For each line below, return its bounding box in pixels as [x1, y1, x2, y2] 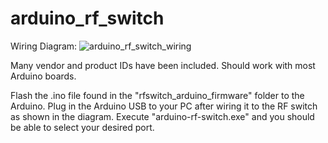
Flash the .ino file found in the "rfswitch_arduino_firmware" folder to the [10, 89, 305, 101]
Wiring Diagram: [10, 40, 78, 52]
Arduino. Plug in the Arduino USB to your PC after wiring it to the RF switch [10, 100, 318, 112]
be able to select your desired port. [10, 121, 155, 133]
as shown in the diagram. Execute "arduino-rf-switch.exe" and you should [10, 110, 315, 122]
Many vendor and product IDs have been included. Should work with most [10, 59, 316, 71]
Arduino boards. [10, 70, 77, 82]
